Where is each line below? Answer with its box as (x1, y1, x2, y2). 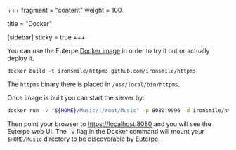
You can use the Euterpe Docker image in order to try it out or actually (7, 47, 210, 55)
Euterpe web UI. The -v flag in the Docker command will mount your (7, 127, 205, 135)
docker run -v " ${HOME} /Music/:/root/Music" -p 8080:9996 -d (7, 107, 190, 114)
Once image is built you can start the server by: (7, 94, 145, 102)
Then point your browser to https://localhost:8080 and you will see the (7, 119, 212, 128)
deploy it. (7, 54, 34, 62)
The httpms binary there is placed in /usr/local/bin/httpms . (7, 80, 181, 88)
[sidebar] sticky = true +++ (7, 33, 86, 41)
